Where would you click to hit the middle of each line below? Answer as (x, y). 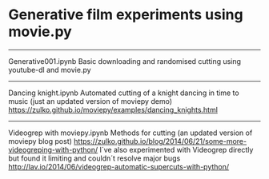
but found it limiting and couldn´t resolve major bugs (94, 158)
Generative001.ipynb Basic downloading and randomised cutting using (125, 61)
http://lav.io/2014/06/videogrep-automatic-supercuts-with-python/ (119, 166)
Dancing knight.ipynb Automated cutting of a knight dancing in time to (124, 93)
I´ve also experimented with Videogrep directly (177, 149)
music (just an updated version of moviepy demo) (90, 101)
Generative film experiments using (126, 15)
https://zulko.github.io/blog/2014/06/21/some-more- (160, 141)
